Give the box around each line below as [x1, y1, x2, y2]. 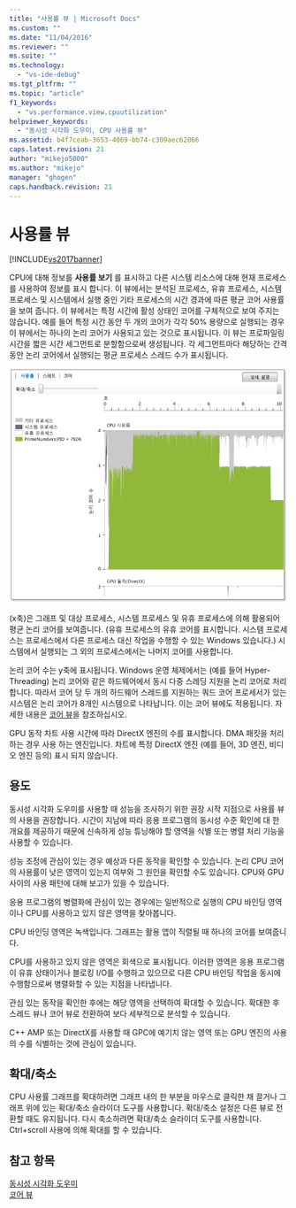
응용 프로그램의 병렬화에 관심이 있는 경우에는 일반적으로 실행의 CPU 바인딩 [9, 896, 267, 907]
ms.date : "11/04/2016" [9, 33, 93, 42]
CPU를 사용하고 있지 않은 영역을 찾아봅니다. [25, 907, 177, 918]
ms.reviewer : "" [9, 42, 69, 51]
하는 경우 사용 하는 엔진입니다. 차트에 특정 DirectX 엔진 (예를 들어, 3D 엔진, [9, 739, 268, 750]
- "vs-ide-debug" [17, 71, 81, 80]
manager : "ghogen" [9, 173, 77, 181]
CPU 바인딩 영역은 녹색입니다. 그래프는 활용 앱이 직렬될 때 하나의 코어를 [9, 926, 256, 937]
